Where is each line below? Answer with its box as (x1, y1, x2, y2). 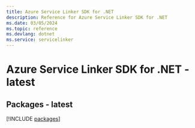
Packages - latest (6, 99, 73, 109)
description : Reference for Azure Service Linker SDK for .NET (6, 14, 168, 20)
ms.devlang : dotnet (6, 31, 55, 37)
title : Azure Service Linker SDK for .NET (6, 8, 114, 15)
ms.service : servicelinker (6, 37, 74, 43)
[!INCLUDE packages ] (6, 115, 61, 122)
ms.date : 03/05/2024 (6, 20, 58, 26)
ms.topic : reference (6, 25, 58, 32)
